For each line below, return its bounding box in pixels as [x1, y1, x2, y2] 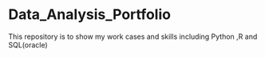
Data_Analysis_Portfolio [8, 6, 172, 24]
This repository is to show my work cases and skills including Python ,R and [8, 32, 258, 41]
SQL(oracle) [8, 40, 48, 49]
